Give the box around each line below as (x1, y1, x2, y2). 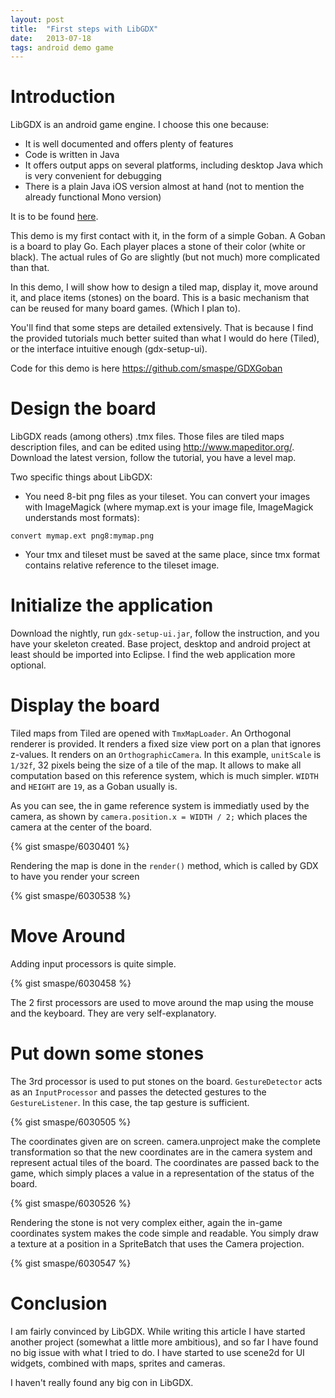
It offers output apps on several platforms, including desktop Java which (24, 159, 324, 171)
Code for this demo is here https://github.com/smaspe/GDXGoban (10, 362, 283, 375)
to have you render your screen (10, 871, 140, 882)
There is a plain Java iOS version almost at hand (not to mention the (24, 181, 305, 193)
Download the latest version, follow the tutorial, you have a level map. (10, 452, 297, 464)
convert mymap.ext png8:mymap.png (10, 531, 155, 541)
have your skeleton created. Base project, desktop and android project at (10, 638, 311, 650)
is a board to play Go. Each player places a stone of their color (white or (10, 241, 306, 253)
